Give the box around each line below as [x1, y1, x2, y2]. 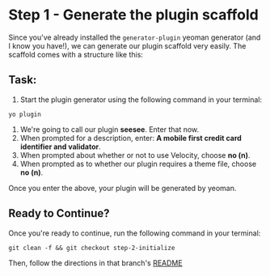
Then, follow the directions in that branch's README [8, 257, 184, 268]
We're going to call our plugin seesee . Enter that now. [19, 124, 200, 134]
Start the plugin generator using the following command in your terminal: [19, 95, 263, 104]
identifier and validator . [19, 142, 101, 151]
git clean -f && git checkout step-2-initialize [8, 244, 175, 252]
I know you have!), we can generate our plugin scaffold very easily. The [8, 40, 247, 50]
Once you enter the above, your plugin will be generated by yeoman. [8, 183, 237, 193]
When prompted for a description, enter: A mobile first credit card [19, 133, 243, 142]
